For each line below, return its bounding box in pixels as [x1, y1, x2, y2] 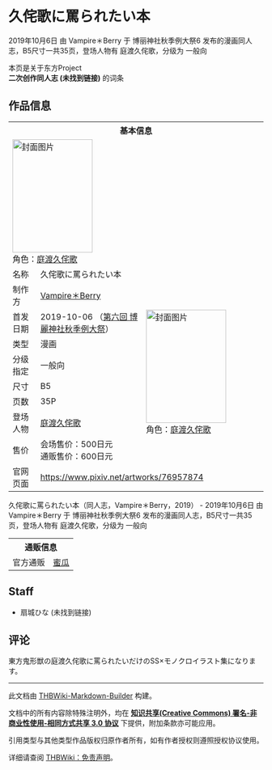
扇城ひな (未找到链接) [19, 607, 91, 617]
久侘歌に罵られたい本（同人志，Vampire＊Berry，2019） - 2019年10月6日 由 [8, 500, 264, 510]
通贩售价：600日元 [40, 451, 113, 462]
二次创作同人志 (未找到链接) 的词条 [8, 73, 124, 82]
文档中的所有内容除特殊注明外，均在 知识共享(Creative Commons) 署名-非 [8, 709, 257, 718]
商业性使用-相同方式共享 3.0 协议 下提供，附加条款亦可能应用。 [8, 718, 220, 728]
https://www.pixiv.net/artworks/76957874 [40, 471, 204, 482]
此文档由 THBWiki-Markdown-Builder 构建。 [8, 691, 156, 700]
